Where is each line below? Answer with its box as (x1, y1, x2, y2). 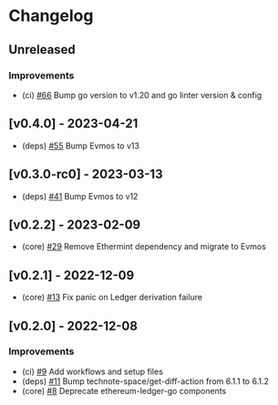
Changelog (8, 5, 94, 26)
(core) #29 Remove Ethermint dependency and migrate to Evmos (21, 241, 266, 252)
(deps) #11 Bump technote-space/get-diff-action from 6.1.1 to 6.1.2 (21, 375, 270, 387)
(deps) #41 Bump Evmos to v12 (21, 190, 139, 201)
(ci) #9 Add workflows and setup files (21, 366, 163, 377)
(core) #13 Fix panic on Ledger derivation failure (21, 292, 202, 303)
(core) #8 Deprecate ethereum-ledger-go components (21, 385, 227, 396)
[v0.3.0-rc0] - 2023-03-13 (8, 167, 163, 182)
